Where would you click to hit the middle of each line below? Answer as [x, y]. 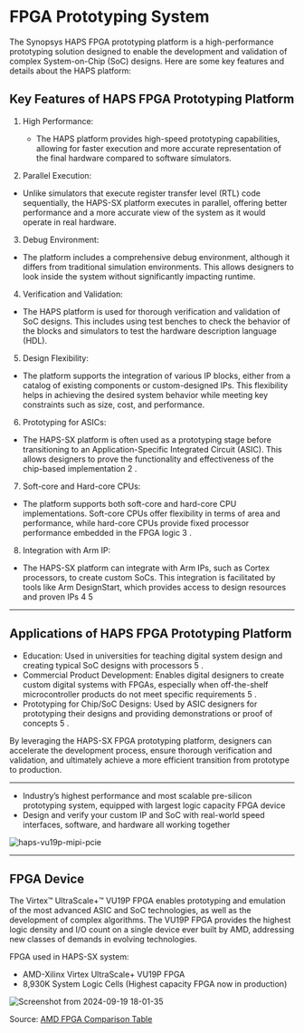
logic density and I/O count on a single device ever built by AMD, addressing [152, 930]
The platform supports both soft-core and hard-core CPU [129, 503]
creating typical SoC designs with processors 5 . [113, 665]
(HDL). [35, 340]
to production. [36, 769]
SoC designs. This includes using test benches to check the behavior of [157, 321]
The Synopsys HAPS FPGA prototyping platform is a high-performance [142, 42]
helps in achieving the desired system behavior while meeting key [145, 395]
